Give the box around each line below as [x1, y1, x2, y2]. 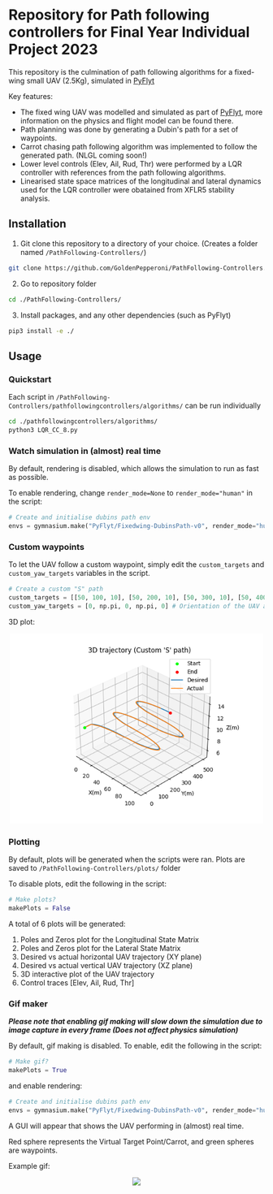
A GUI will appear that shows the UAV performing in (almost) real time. [8, 1121, 245, 1131]
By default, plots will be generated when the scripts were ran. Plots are [8, 854, 245, 864]
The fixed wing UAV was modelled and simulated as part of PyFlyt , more [19, 107, 263, 117]
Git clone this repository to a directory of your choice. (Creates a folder [19, 238, 258, 249]
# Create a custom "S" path [8, 585, 104, 594]
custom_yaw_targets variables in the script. [8, 569, 150, 578]
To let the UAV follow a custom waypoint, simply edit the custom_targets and [8, 560, 265, 569]
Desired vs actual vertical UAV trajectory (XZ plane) [19, 960, 193, 970]
